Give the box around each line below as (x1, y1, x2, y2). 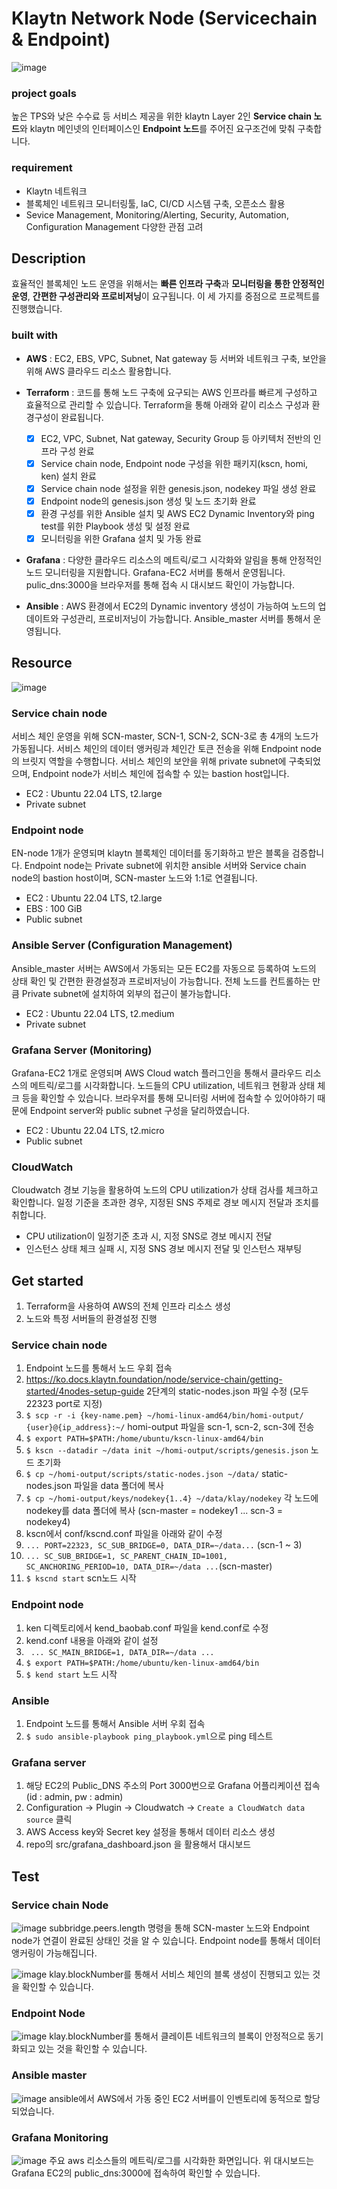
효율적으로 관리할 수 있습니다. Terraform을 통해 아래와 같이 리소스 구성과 (25, 398, 310, 411)
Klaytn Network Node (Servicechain (11, 7, 318, 30)
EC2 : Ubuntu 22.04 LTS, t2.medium (25, 1007, 175, 1019)
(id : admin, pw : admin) (25, 1791, 124, 1803)
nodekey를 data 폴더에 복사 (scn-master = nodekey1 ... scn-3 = (25, 1505, 284, 1517)
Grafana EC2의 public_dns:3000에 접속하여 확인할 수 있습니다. (11, 2167, 261, 2179)
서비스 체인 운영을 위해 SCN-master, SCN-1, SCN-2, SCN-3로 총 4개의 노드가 (11, 730, 319, 742)
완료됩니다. (60, 411, 104, 423)
